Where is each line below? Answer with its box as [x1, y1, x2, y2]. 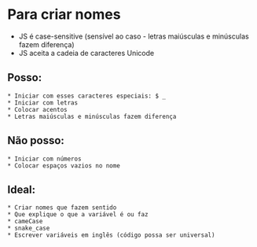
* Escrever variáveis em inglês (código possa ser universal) [7, 231, 215, 239]
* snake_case [7, 224, 50, 233]
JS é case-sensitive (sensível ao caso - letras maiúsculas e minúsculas [18, 31, 249, 41]
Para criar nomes [7, 6, 121, 24]
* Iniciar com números [7, 155, 82, 163]
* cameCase [7, 218, 43, 226]
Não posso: [7, 134, 64, 147]
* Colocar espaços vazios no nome [7, 161, 121, 170]
